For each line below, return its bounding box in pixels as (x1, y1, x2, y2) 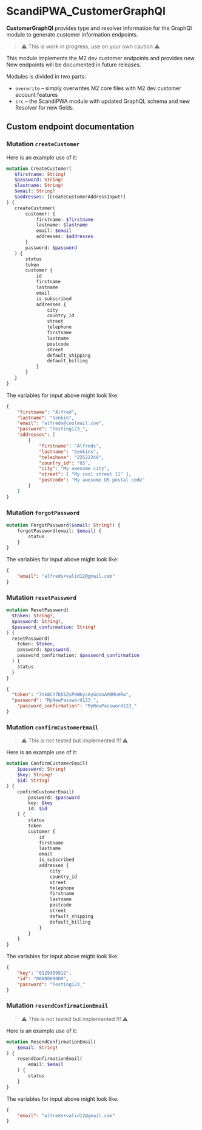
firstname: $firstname (36, 216, 94, 223)
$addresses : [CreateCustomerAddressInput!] (14, 194, 126, 200)
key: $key (28, 800, 53, 806)
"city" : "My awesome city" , (38, 466, 110, 472)
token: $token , (17, 641, 56, 647)
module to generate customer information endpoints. (6, 30, 138, 38)
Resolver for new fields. (15, 104, 75, 111)
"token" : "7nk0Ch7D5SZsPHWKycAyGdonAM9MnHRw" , (12, 692, 132, 698)
